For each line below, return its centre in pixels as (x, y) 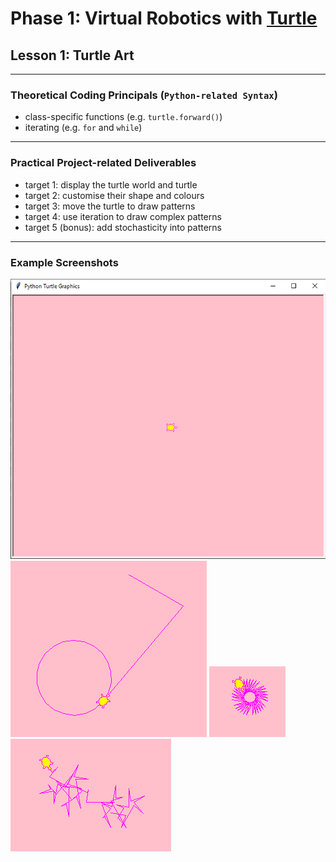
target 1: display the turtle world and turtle (111, 184)
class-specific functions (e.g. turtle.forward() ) (123, 117)
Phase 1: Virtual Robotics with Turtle (164, 18)
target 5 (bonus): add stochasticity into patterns (123, 227)
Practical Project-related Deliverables (103, 163)
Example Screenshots (64, 262)
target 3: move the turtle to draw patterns (110, 206)
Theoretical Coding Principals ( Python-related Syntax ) (144, 95)
